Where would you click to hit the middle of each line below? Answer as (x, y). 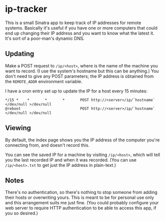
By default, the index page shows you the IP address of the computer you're (82, 140)
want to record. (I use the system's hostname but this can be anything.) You (82, 71)
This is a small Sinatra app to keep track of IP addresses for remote (73, 23)
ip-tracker (26, 9)
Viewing (18, 128)
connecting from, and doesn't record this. (47, 145)
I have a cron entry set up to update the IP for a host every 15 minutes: (76, 91)
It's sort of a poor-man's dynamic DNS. (45, 38)
